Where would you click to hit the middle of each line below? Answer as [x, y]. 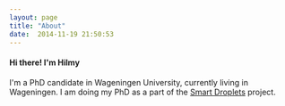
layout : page [34, 17]
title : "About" [38, 26]
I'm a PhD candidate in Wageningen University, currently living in [129, 82]
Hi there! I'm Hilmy [45, 62]
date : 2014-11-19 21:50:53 [62, 34]
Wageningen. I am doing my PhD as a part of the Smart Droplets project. [142, 92]
